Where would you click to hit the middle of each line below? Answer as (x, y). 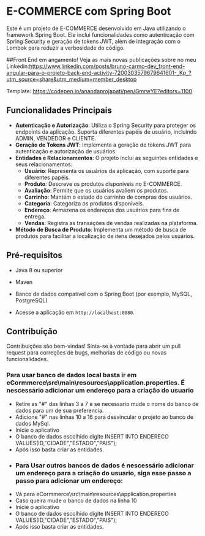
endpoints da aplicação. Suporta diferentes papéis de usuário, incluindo (106, 132)
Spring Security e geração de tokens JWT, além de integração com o (93, 41)
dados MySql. (33, 423)
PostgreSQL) (31, 300)
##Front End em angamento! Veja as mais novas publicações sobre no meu (102, 59)
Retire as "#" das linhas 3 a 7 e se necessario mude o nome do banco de (107, 404)
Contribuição (32, 331)
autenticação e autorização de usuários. (66, 151)
